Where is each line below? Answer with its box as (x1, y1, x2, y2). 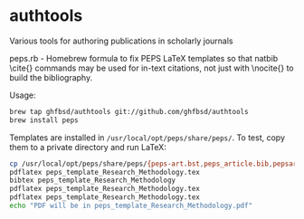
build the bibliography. (9, 71, 93, 82)
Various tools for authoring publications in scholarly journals (9, 35, 233, 46)
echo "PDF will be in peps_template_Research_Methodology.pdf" (9, 201, 253, 211)
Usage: (9, 90, 36, 100)
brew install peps (9, 115, 79, 125)
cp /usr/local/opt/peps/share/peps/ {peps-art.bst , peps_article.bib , (9, 159, 273, 168)
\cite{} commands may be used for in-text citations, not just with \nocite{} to (9, 62, 294, 73)
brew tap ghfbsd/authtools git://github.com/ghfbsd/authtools (9, 107, 249, 116)
